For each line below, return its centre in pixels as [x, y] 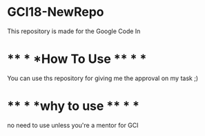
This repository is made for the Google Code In [74, 31]
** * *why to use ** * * [74, 106]
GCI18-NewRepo [56, 12]
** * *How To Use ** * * [77, 59]
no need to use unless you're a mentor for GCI [73, 125]
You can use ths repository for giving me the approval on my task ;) [103, 78]
